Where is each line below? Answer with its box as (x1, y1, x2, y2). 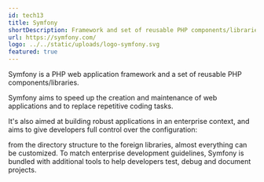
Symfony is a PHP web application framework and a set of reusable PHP (8, 70, 242, 78)
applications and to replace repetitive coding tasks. (8, 101, 174, 111)
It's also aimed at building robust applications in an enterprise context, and (8, 117, 250, 126)
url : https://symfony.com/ (8, 33, 97, 42)
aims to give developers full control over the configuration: (8, 125, 198, 134)
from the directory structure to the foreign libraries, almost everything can (8, 140, 247, 149)
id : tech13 (8, 11, 44, 20)
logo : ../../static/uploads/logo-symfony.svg (8, 41, 159, 49)
